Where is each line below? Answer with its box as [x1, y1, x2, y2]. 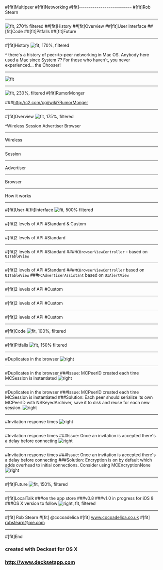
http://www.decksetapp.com [5, 559, 75, 566]
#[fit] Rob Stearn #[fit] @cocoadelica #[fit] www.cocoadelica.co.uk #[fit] [5, 515, 150, 520]
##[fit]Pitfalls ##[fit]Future [24, 29, 77, 34]
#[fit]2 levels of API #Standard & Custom [5, 221, 86, 227]
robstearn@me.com [5, 520, 45, 525]
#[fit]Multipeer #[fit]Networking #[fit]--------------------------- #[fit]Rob [5, 4, 151, 10]
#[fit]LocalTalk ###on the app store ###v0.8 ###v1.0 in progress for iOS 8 [5, 496, 154, 501]
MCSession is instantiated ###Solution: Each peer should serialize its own [5, 394, 153, 400]
